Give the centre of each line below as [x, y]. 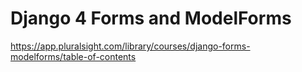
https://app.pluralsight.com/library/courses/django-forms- [130, 46]
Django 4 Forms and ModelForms [151, 18]
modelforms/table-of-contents [73, 56]
